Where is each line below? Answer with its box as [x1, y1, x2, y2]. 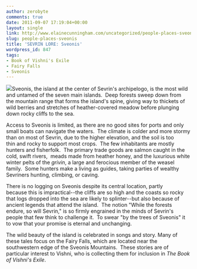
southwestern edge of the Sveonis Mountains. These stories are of [6, 244, 169, 251]
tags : [6, 52, 19, 58]
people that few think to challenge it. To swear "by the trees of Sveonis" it [6, 214, 186, 221]
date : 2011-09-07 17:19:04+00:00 [6, 19, 88, 25]
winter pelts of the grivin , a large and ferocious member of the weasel [6, 159, 175, 166]
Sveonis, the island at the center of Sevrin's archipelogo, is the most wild [12, 86, 188, 93]
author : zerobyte [6, 8, 49, 15]
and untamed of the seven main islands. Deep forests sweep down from [6, 91, 182, 98]
